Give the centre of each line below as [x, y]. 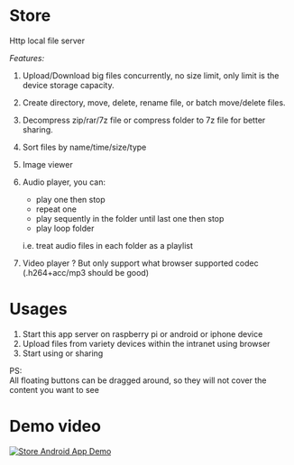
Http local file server [47, 41]
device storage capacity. [68, 85]
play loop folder [65, 228]
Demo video [55, 427]
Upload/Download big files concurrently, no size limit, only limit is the [151, 75]
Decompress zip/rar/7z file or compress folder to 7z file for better [144, 120]
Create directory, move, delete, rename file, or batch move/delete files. [154, 102]
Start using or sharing [63, 353]
